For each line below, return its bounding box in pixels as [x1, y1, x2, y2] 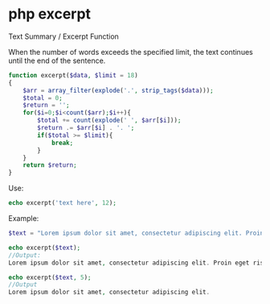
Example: [8, 214, 39, 223]
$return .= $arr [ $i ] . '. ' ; [37, 124, 135, 132]
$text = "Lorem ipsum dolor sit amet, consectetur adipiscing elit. [8, 229, 243, 238]
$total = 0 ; [22, 94, 63, 102]
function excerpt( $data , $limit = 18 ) [8, 71, 138, 79]
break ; [51, 139, 74, 147]
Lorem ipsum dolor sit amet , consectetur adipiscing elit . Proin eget [8, 259, 250, 267]
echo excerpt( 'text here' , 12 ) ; [8, 199, 117, 207]
